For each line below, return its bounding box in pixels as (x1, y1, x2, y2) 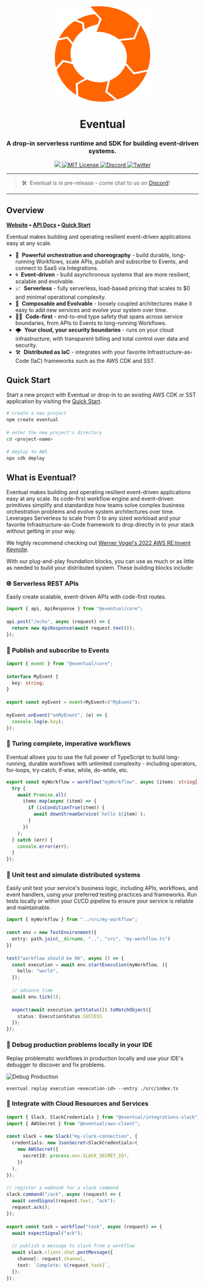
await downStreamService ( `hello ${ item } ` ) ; (33, 811, 146, 817)
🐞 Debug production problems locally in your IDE (6, 1041, 153, 1049)
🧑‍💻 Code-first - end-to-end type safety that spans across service (15, 313, 183, 320)
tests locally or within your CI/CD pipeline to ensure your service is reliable (6, 897, 194, 905)
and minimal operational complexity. (15, 293, 106, 301)
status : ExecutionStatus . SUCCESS (17, 1013, 103, 1019)
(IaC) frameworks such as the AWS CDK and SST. (30, 357, 156, 365)
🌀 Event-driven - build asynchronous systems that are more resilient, (15, 271, 190, 279)
